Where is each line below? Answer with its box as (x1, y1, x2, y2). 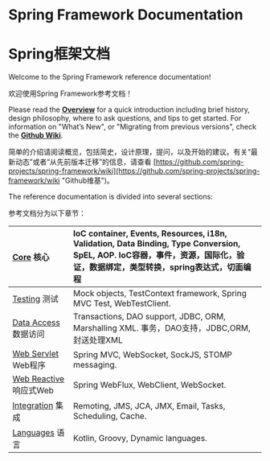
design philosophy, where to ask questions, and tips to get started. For (8, 113, 242, 123)
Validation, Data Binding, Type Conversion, (73, 238, 241, 249)
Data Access (12, 317, 60, 328)
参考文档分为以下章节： (8, 208, 86, 218)
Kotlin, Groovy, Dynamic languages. (73, 433, 207, 444)
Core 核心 (12, 252, 50, 263)
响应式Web (12, 385, 55, 396)
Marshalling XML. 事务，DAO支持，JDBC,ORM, (73, 323, 251, 334)
